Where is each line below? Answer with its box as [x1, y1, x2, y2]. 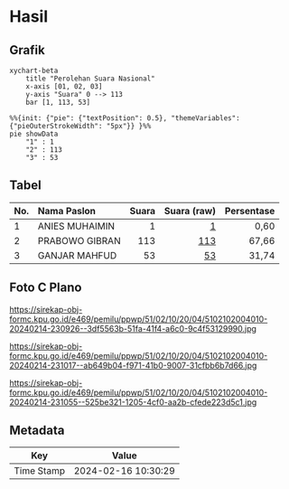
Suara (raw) [163, 204, 217, 217]
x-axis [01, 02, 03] [25, 82, 103, 91]
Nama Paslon [37, 204, 97, 217]
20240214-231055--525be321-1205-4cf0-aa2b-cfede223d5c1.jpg [9, 396, 257, 408]
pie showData [9, 129, 59, 138]
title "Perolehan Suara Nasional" [25, 74, 155, 83]
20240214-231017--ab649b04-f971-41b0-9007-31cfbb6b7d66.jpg [9, 360, 257, 371]
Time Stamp [14, 465, 66, 477]
